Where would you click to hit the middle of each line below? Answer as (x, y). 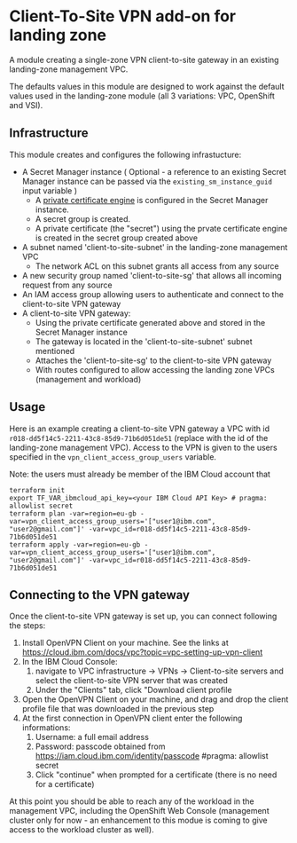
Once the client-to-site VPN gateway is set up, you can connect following (143, 616)
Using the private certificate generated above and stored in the (150, 322)
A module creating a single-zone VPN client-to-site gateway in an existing (144, 59)
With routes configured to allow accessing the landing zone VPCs (155, 369)
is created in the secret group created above (116, 238)
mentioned (55, 351)
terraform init (37, 490)
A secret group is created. (83, 218)
